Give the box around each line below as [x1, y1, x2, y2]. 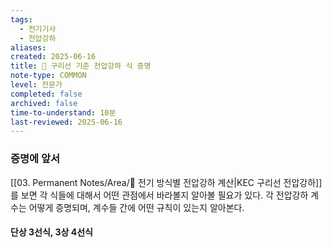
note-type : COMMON [10, 71, 87, 81]
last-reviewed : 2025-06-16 [10, 117, 123, 127]
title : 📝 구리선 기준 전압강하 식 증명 [10, 61, 152, 71]
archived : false [10, 98, 78, 108]
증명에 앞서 [10, 152, 61, 166]
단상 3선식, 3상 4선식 [10, 226, 93, 238]
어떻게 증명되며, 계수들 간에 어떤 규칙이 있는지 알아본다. [28, 201, 245, 213]
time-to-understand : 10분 [10, 107, 117, 118]
